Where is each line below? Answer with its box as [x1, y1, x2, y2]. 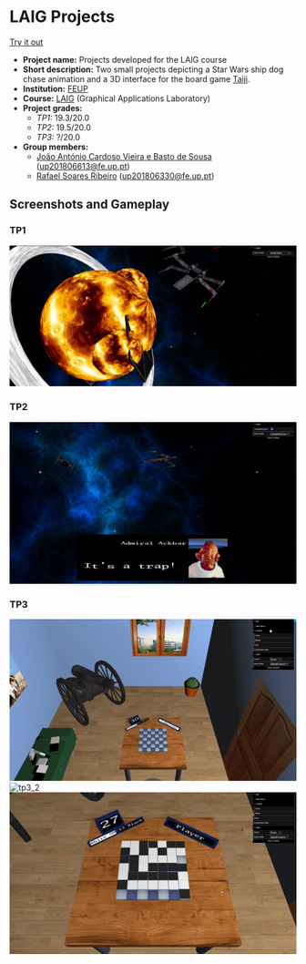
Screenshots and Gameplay [9, 197, 170, 212]
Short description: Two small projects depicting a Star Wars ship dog [22, 64, 284, 75]
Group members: [22, 141, 89, 152]
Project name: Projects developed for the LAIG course [22, 54, 228, 65]
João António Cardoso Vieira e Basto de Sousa [36, 150, 212, 161]
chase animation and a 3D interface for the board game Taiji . [22, 73, 250, 84]
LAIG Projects [9, 6, 116, 27]
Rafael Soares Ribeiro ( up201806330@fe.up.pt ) [36, 170, 215, 181]
